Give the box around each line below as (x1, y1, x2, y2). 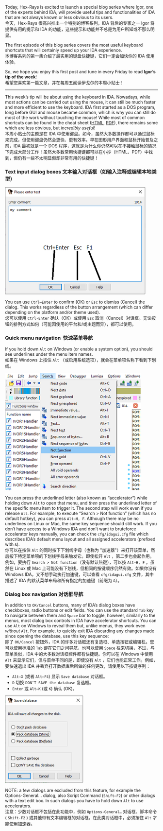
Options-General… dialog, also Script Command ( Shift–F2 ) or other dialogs (5, 792, 155, 798)
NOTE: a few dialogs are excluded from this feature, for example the (5, 787, 141, 793)
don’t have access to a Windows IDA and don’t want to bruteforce (5, 526, 137, 532)
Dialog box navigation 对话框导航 (5, 590, 83, 597)
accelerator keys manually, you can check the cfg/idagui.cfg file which (5, 531, 149, 537)
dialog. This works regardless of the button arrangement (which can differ (5, 304, 153, 310)
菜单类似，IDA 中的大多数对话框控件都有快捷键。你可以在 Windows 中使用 (5, 651, 153, 657)
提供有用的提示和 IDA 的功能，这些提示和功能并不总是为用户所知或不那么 (5, 26, 150, 32)
